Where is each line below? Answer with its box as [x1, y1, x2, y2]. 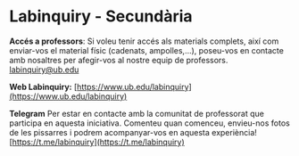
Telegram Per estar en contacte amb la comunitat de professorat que [9, 108, 265, 119]
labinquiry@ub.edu [9, 64, 79, 75]
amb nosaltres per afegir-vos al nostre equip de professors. [9, 54, 228, 65]
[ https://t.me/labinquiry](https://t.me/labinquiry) [9, 136, 185, 147]
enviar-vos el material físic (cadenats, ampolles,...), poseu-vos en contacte [9, 45, 284, 55]
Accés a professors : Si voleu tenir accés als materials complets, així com [9, 36, 279, 46]
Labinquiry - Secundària [9, 6, 194, 27]
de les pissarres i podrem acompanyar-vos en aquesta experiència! [9, 127, 257, 137]
